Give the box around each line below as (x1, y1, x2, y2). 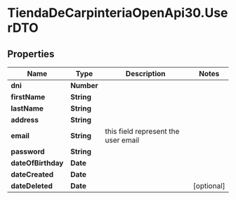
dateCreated (11, 170, 54, 179)
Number (70, 81, 98, 90)
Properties (7, 48, 55, 60)
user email (105, 135, 140, 145)
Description (125, 69, 166, 78)
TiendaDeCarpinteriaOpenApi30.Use (7, 5, 228, 21)
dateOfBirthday (11, 158, 64, 168)
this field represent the (105, 127, 180, 136)
